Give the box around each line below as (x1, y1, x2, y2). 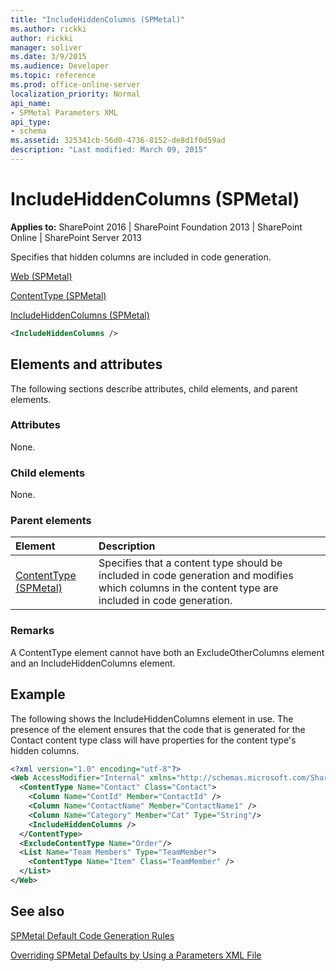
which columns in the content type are (98, 581, 279, 595)
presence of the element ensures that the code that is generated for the (10, 723, 306, 735)
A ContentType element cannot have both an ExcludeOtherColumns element (10, 646, 325, 658)
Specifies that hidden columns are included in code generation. (10, 251, 272, 263)
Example (10, 686, 66, 703)
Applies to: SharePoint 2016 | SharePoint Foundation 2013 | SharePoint (10, 221, 303, 233)
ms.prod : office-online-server (10, 80, 141, 90)
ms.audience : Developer (10, 61, 110, 71)
